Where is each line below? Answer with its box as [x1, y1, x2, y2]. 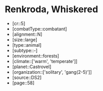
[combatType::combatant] [12, 25, 67, 32]
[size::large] [12, 37, 38, 43]
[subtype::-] [12, 47, 38, 53]
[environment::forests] [12, 52, 59, 59]
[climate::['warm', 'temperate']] [12, 58, 78, 64]
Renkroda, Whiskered [5, 4, 98, 15]
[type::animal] [12, 42, 42, 48]
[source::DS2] [12, 74, 42, 80]
